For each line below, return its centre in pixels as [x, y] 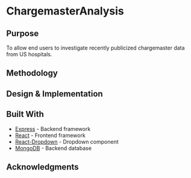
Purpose [23, 33]
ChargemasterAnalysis [65, 11]
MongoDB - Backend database [53, 148]
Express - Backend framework [53, 129]
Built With [25, 114]
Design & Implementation [55, 94]
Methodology [32, 73]
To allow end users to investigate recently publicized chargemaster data [95, 48]
